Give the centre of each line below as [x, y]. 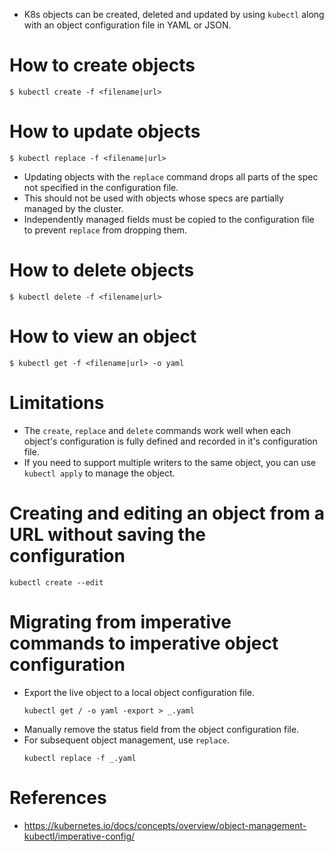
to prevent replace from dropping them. [105, 230]
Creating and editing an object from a [167, 513]
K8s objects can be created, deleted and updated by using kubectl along [174, 14]
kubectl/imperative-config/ [79, 836]
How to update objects [105, 131]
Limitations [57, 402]
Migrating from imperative [120, 621]
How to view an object [103, 336]
